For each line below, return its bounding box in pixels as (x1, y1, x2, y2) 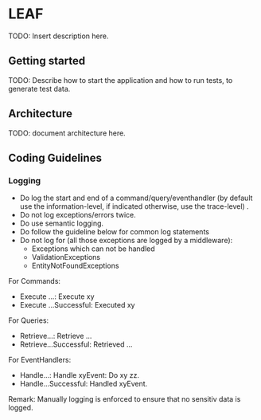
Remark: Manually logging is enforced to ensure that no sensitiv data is (8, 394, 241, 404)
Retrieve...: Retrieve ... (19, 332, 92, 341)
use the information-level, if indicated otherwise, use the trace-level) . (19, 202, 249, 211)
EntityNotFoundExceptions (31, 261, 119, 271)
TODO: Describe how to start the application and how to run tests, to (8, 75, 233, 84)
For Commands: (8, 277, 61, 286)
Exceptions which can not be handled (31, 244, 155, 253)
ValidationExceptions (31, 253, 101, 262)
